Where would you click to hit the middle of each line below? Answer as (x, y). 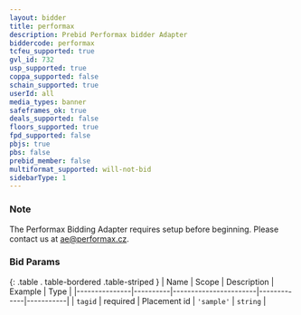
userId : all (32, 93)
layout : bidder (38, 18)
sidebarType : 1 (38, 177)
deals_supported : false (54, 119)
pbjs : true (30, 144)
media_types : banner (48, 102)
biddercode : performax (52, 43)
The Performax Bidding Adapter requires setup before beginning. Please (144, 229)
